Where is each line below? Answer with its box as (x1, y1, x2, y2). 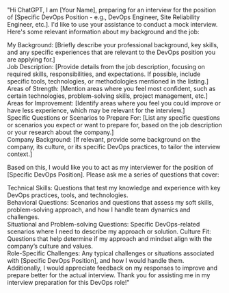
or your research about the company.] (7, 128, 114, 136)
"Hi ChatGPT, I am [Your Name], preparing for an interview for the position (7, 6, 217, 14)
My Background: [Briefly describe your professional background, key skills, (7, 41, 219, 49)
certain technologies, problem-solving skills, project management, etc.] (7, 92, 208, 100)
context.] (7, 150, 33, 158)
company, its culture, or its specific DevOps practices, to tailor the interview (7, 143, 221, 151)
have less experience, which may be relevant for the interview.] (7, 106, 185, 114)
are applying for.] (7, 55, 56, 64)
